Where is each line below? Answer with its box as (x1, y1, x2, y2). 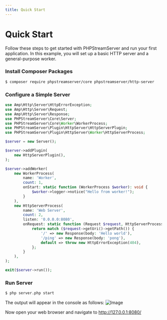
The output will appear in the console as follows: (5, 300, 104, 306)
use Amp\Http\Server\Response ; (5, 111, 70, 117)
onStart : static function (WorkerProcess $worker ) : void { (23, 185, 148, 190)
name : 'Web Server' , (23, 208, 66, 213)
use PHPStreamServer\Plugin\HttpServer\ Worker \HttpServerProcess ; (5, 130, 146, 135)
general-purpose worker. (5, 56, 56, 62)
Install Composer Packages (5, 68, 73, 75)
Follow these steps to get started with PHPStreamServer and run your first (5, 45, 157, 51)
